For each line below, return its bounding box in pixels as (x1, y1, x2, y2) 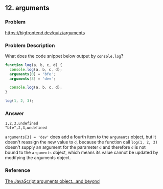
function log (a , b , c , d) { (5, 62, 63, 68)
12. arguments (5, 4, 50, 12)
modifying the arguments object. (5, 155, 71, 161)
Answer (5, 110, 24, 117)
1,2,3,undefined (5, 121, 38, 126)
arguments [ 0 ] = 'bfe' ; (9, 71, 56, 76)
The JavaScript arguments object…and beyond (5, 178, 100, 184)
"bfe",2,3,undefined (5, 125, 47, 130)
